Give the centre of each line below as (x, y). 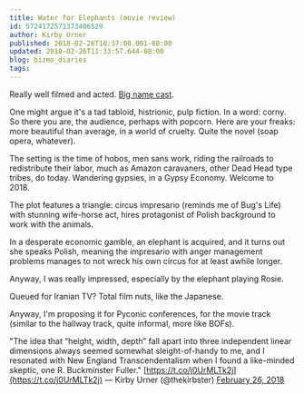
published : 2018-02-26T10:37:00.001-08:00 (91, 43)
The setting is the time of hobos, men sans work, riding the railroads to (142, 158)
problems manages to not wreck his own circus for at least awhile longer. (146, 261)
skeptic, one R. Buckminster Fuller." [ (78, 369)
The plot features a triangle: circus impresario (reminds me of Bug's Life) (145, 204)
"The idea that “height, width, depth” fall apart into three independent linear (151, 340)
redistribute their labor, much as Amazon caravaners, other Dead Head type (151, 168)
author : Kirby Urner (49, 34)
